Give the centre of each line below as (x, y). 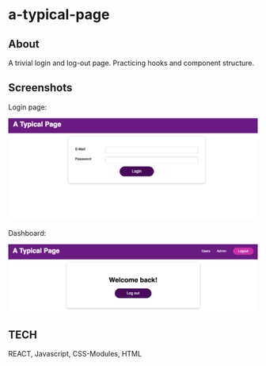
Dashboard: (27, 233)
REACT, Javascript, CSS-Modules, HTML (75, 354)
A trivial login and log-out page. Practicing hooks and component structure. (131, 63)
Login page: (28, 107)
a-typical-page (59, 15)
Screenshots (40, 88)
